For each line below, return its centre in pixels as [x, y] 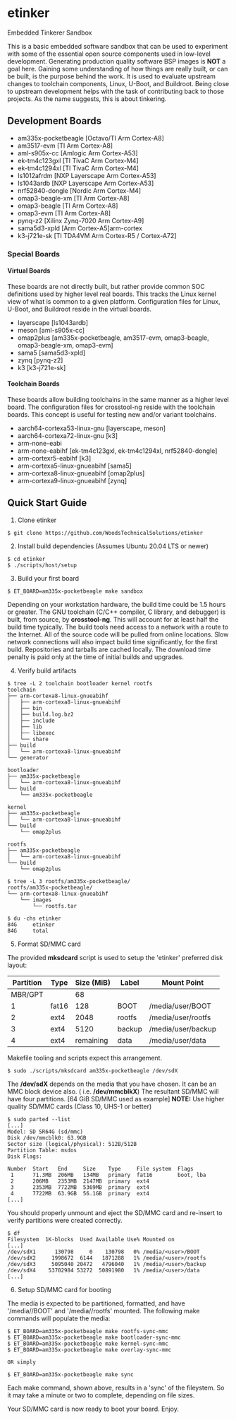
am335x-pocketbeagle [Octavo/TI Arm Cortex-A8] [91, 138]
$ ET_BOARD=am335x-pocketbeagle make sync [70, 1374]
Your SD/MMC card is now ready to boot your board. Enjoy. [93, 1409]
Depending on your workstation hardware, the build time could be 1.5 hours [117, 604]
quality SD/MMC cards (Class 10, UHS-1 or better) [80, 1106]
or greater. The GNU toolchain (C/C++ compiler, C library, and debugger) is [117, 612]
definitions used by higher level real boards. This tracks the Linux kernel [112, 294]
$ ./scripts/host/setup [42, 565]
